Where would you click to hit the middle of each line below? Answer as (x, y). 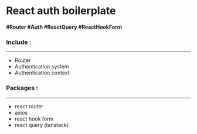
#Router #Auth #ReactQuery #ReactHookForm (64, 27)
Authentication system (42, 67)
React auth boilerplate (61, 11)
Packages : (22, 88)
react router (29, 106)
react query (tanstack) (42, 125)
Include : (19, 42)
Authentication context (42, 73)
